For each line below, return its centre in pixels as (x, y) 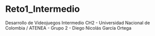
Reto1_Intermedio (42, 9)
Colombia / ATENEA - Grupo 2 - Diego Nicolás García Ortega (68, 28)
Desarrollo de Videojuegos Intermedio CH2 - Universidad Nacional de (78, 23)
